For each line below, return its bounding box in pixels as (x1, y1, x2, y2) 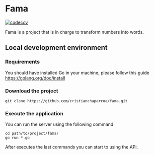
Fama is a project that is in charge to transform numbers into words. (5, 29, 144, 35)
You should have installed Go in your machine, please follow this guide (5, 70, 150, 76)
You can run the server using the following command (5, 121, 114, 127)
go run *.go (5, 135, 30, 141)
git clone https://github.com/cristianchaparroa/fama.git (5, 98, 128, 103)
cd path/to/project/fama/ (5, 131, 59, 136)
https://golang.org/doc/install (5, 75, 66, 81)
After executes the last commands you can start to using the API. (5, 144, 138, 150)
